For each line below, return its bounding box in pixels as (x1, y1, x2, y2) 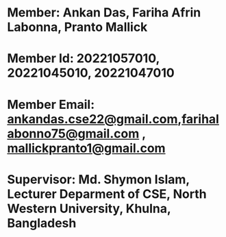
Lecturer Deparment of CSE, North (7, 186, 207, 201)
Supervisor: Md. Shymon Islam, (7, 171, 190, 187)
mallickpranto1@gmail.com (7, 140, 166, 155)
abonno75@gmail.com (7, 125, 140, 141)
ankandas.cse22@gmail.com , (7, 111, 182, 127)
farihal (181, 111, 219, 127)
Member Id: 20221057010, (7, 51, 160, 66)
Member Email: (7, 97, 95, 112)
